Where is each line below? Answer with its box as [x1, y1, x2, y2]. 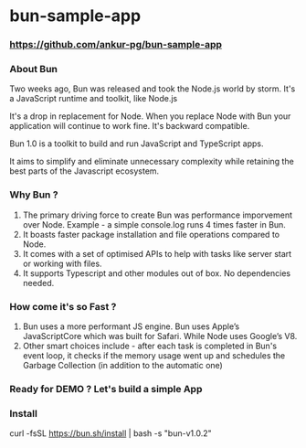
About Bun [9, 63, 58, 76]
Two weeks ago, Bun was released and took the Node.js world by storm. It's [9, 83, 296, 94]
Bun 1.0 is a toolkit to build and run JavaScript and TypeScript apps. [9, 138, 264, 149]
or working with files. [22, 258, 102, 269]
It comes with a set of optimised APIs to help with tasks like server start [22, 248, 292, 259]
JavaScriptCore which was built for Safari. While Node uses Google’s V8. [22, 331, 298, 341]
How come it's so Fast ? [9, 300, 117, 313]
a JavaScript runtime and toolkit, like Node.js [9, 93, 178, 104]
